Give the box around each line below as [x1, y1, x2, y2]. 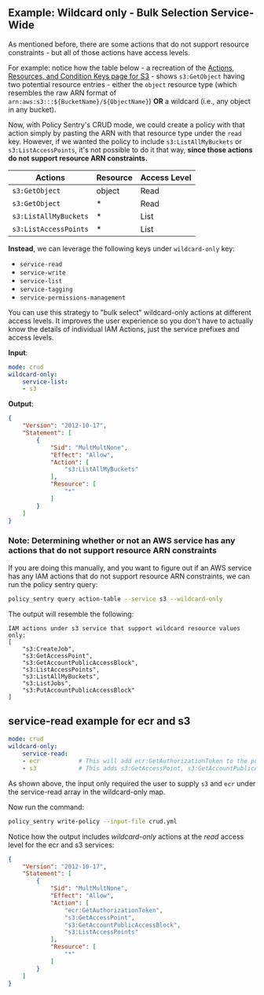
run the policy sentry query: [8, 579, 98, 589]
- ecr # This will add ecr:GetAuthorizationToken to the [22, 758, 247, 766]
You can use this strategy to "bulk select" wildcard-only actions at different [8, 307, 251, 317]
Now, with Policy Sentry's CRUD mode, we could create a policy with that [8, 119, 245, 129]
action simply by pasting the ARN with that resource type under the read [8, 128, 242, 138]
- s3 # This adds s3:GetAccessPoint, [22, 764, 185, 773]
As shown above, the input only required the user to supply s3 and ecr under [8, 778, 256, 788]
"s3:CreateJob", [22, 644, 76, 653]
